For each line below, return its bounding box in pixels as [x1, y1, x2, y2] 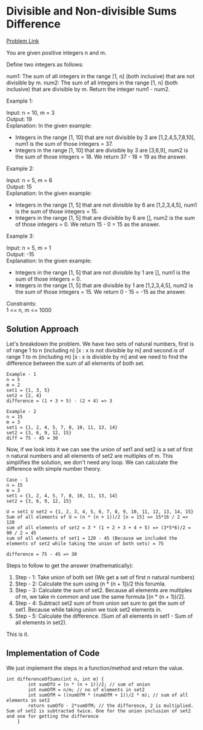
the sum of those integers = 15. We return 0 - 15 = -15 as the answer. [15, 288, 187, 295]
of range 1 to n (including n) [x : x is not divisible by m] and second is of [6, 346, 185, 353]
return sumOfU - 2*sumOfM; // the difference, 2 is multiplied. [28, 703, 194, 709]
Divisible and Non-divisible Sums [6, 4, 177, 18]
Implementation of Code [6, 648, 100, 658]
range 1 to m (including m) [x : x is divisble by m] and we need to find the [6, 353, 188, 360]
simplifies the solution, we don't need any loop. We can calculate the [6, 459, 178, 466]
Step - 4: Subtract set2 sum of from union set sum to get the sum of [15, 599, 185, 607]
